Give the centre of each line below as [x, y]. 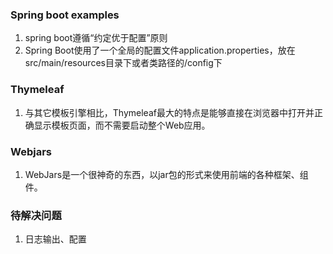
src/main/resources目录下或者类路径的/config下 [123, 63]
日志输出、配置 [55, 239]
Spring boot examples [65, 15]
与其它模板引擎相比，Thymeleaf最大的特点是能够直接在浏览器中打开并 [169, 112]
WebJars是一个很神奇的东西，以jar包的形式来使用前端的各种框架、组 [166, 174]
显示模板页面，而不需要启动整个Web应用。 [122, 125]
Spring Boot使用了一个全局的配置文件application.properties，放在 [160, 50]
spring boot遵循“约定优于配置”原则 [96, 38]
